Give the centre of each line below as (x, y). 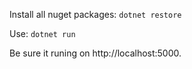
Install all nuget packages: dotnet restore (95, 14)
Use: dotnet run (42, 33)
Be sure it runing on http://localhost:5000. (95, 53)
